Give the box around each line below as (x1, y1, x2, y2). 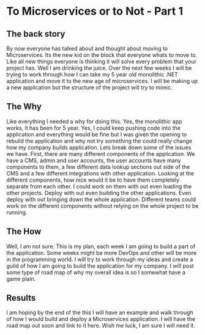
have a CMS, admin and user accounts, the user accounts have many (6, 156, 182, 164)
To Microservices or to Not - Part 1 (6, 4, 184, 18)
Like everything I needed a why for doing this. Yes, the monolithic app (6, 117, 182, 125)
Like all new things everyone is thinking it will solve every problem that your (6, 58, 197, 65)
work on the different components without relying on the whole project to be (6, 202, 199, 209)
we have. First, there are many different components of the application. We (6, 150, 195, 157)
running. (6, 208, 28, 216)
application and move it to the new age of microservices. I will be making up (6, 78, 198, 84)
